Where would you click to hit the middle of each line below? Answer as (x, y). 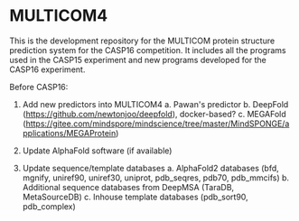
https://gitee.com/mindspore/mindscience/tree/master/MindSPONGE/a (158, 124)
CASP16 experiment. (47, 69)
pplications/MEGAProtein (69, 133)
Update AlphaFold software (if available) (97, 151)
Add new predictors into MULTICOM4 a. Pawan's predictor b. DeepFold (155, 104)
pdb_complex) (49, 206)
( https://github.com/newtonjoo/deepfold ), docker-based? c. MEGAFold (154, 114)
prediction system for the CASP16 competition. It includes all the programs (148, 50)
